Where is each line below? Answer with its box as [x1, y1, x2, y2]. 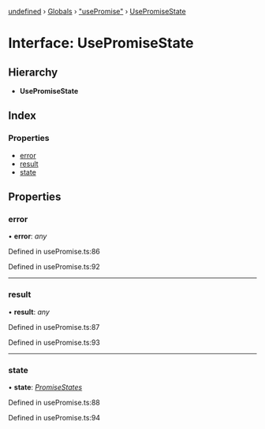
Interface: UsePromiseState [8, 35, 194, 52]
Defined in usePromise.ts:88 [8, 398, 101, 407]
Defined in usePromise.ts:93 [8, 338, 101, 347]
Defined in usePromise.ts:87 [8, 322, 100, 331]
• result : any [8, 307, 50, 316]
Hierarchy [8, 65, 58, 79]
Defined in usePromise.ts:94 [8, 412, 101, 422]
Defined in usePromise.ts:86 [8, 247, 101, 257]
